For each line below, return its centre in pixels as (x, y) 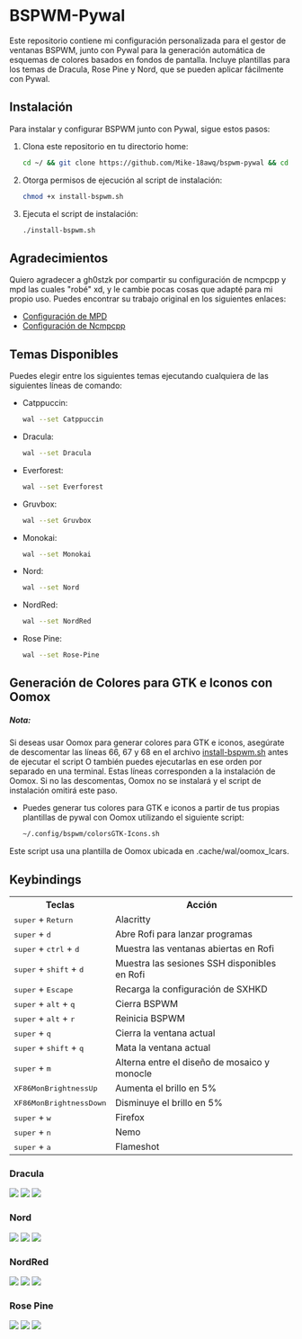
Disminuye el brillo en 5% (169, 1103)
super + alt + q (44, 1004)
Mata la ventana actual (163, 1047)
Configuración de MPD (65, 317)
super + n (32, 1132)
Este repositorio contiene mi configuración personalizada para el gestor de (147, 40)
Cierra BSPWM (147, 1004)
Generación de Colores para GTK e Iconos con (141, 683)
